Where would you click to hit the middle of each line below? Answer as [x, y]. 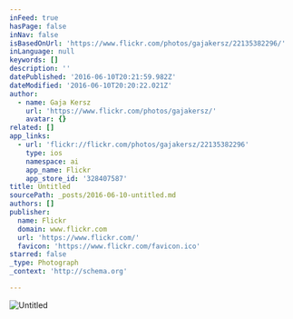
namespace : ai [52, 161]
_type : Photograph [44, 263]
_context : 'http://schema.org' [68, 272]
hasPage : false [38, 26]
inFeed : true [34, 18]
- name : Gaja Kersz [54, 102]
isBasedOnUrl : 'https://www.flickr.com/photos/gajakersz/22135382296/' [147, 43]
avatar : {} [46, 119]
